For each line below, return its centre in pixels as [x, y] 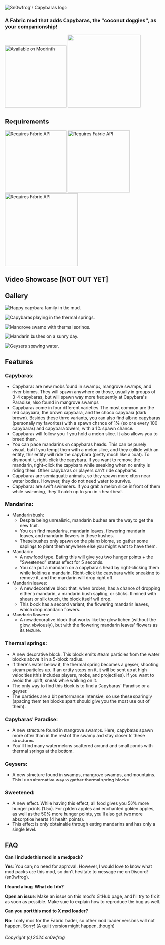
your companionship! [31, 26]
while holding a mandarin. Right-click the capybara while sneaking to [90, 573]
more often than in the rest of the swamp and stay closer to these [79, 735]
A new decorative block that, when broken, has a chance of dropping [90, 588]
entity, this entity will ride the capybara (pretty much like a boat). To [81, 455]
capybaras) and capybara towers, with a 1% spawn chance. [73, 428]
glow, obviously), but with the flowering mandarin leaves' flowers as [88, 625]
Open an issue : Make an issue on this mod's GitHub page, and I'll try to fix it [82, 896]
